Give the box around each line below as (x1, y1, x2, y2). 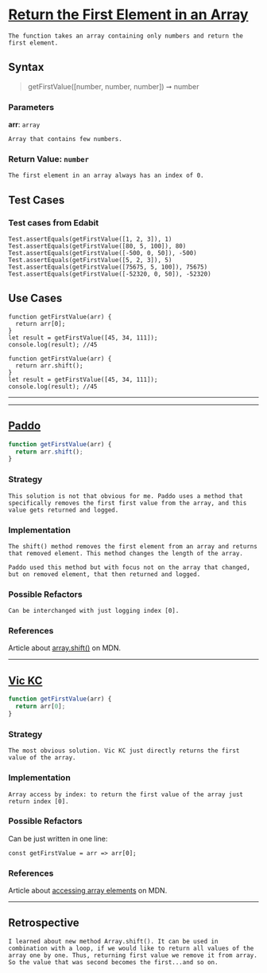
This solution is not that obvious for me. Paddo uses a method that (8, 492, 244, 500)
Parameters (8, 101, 54, 112)
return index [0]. (8, 797, 69, 806)
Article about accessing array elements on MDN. (8, 886, 168, 896)
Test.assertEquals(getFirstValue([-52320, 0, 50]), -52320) (8, 270, 212, 278)
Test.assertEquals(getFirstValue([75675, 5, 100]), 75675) (8, 263, 208, 272)
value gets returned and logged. (8, 506, 119, 514)
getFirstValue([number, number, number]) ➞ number (27, 81, 200, 91)
